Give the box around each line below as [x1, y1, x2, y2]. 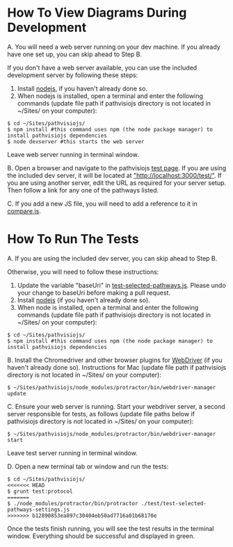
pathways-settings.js [7, 506, 70, 513]
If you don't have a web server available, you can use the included [7, 63, 198, 72]
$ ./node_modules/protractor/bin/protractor [7, 500, 138, 507]
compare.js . [7, 206, 42, 215]
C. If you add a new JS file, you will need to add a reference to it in [7, 199, 198, 208]
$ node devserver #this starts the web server [7, 138, 145, 145]
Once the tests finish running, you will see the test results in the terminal [7, 524, 214, 532]
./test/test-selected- [140, 500, 207, 507]
